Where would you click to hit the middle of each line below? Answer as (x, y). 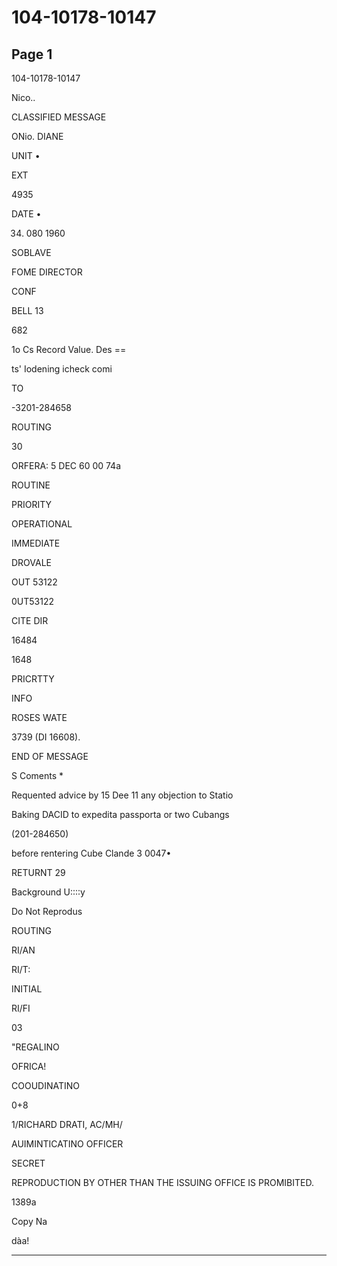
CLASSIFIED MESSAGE (59, 117)
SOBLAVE (31, 252)
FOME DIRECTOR (47, 272)
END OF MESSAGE (50, 756)
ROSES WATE (39, 717)
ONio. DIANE (37, 136)
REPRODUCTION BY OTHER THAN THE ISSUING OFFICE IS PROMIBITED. (162, 1182)
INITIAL (27, 989)
